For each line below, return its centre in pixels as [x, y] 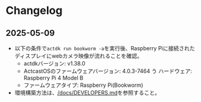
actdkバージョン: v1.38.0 [55, 63]
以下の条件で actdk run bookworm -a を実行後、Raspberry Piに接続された [105, 48]
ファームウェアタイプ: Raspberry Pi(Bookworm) [83, 85]
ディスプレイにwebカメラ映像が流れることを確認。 [78, 56]
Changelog [34, 11]
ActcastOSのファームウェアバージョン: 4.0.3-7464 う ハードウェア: [108, 71]
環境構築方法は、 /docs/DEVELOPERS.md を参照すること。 [87, 93]
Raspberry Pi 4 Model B [53, 78]
